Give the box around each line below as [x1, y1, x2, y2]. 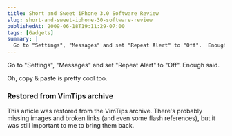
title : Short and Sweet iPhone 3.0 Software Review [7, 10, 159, 17]
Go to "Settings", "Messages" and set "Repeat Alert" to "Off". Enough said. [7, 61, 220, 69]
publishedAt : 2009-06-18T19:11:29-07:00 [7, 23, 126, 30]
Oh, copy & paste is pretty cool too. [7, 74, 108, 82]
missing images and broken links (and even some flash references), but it [7, 114, 216, 122]
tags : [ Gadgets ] [7, 29, 54, 36]
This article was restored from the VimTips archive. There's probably [7, 107, 202, 115]
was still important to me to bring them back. [7, 122, 135, 130]
